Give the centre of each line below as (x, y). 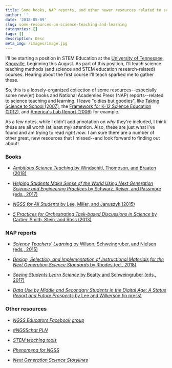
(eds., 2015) (25, 249)
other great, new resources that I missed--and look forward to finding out (83, 138)
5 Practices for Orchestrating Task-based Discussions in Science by (85, 214)
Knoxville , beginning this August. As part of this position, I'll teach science (83, 63)
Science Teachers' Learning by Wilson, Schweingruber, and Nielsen (84, 244)
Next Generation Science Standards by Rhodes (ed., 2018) (74, 265)
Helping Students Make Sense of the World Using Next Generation (83, 183)
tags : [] (15, 34)
